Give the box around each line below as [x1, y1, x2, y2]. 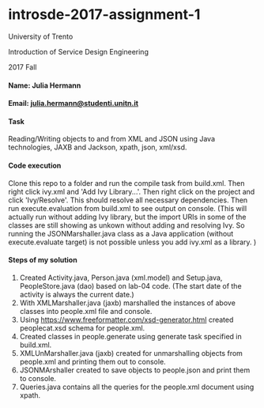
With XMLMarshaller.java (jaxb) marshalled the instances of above [19, 298, 236, 308]
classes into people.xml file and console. [19, 306, 153, 315]
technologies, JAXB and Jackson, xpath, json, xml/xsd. [8, 142, 187, 152]
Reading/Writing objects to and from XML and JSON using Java [8, 134, 216, 144]
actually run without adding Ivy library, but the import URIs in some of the [8, 212, 247, 221]
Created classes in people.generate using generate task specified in [19, 331, 243, 341]
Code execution [8, 161, 62, 170]
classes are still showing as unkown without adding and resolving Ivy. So [8, 220, 245, 230]
